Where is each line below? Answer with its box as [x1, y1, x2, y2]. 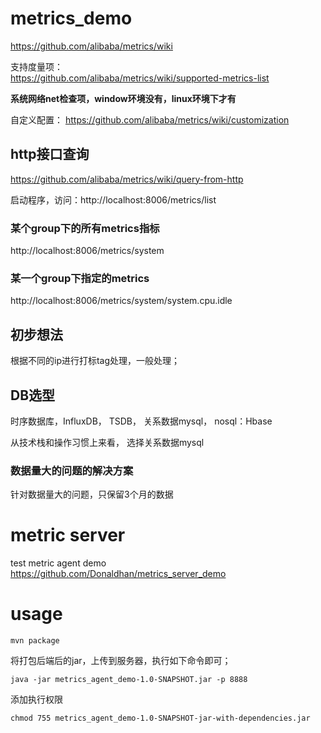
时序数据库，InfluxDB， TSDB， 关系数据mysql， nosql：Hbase [10, 415, 273, 427]
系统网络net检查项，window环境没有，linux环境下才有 [10, 92, 237, 104]
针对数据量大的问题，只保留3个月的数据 [10, 488, 174, 501]
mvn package [10, 636, 60, 646]
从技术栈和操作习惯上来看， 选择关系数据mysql [10, 436, 205, 448]
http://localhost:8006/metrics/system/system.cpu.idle [10, 295, 233, 307]
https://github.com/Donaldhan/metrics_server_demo [10, 568, 227, 580]
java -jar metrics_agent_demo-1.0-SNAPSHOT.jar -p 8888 [10, 675, 248, 685]
